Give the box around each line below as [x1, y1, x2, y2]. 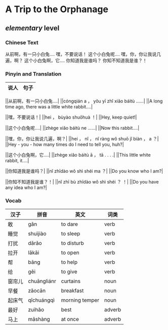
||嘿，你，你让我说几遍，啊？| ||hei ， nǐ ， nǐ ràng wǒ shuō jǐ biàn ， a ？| [5, 136, 159, 142]
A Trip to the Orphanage [5, 4, 109, 15]
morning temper [61, 297, 100, 304]
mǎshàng [28, 316, 51, 323]
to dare [61, 221, 78, 228]
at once [61, 316, 79, 323]
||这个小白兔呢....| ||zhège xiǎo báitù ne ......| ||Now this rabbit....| [5, 125, 140, 131]
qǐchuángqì [28, 297, 55, 304]
